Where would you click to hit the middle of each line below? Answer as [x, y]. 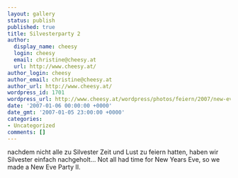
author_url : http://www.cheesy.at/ [60, 86]
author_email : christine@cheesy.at [60, 79]
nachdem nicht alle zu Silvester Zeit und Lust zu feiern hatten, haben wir [113, 152]
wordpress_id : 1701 [36, 93]
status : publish [31, 20]
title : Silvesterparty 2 [44, 34]
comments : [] [27, 132]
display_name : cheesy [46, 47]
